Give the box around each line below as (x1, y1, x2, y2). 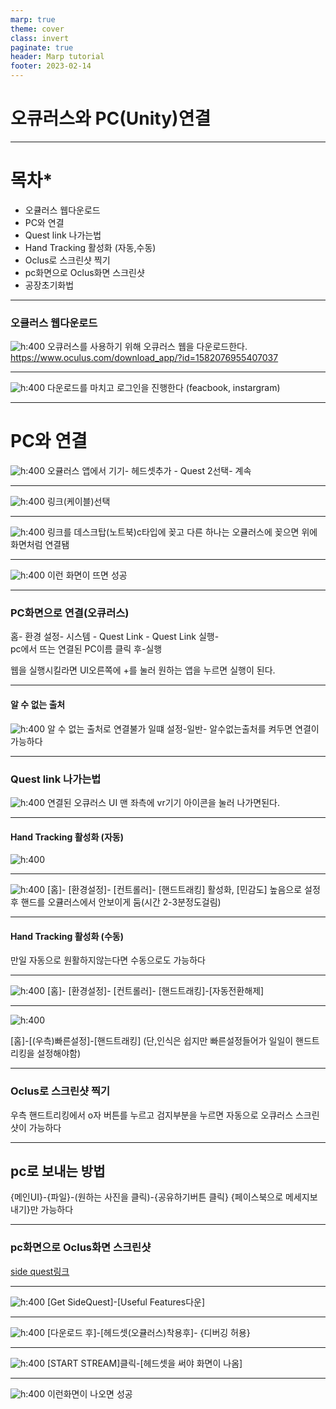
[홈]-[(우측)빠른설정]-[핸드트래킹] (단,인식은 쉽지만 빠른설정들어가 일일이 (10, 1035, 294, 1047)
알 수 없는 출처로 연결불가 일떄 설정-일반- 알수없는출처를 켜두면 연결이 (46, 722, 320, 735)
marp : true (10, 14, 56, 25)
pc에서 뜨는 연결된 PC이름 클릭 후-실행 (10, 643, 163, 655)
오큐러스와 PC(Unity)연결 (10, 107, 212, 130)
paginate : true (10, 42, 74, 53)
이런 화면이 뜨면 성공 (46, 569, 128, 581)
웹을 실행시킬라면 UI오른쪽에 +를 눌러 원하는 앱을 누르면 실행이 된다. (10, 664, 276, 676)
